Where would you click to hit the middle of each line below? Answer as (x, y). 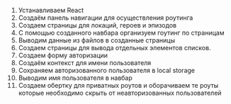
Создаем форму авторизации (63, 55)
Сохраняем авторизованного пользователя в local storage (107, 70)
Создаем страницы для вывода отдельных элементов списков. (114, 48)
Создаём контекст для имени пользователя (85, 63)
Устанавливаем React (51, 10)
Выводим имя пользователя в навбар (75, 78)
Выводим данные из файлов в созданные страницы (97, 40)
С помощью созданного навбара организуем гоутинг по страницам (121, 33)
